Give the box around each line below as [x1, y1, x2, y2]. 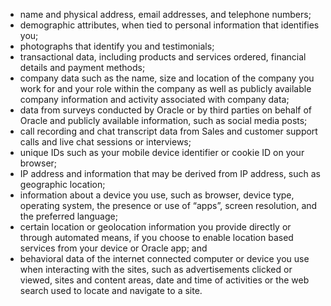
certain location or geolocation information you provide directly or [19, 221, 292, 233]
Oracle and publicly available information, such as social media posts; [19, 115, 308, 126]
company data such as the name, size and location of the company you [19, 72, 315, 84]
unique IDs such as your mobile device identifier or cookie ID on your [19, 147, 305, 158]
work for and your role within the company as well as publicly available [19, 83, 312, 94]
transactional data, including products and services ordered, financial [19, 51, 307, 63]
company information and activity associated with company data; [19, 94, 290, 105]
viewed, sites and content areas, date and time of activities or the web [19, 274, 310, 286]
